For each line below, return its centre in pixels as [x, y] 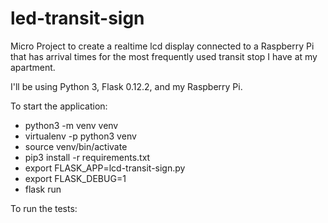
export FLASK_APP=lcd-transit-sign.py [105, 168]
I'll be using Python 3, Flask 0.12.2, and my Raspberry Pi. [126, 86]
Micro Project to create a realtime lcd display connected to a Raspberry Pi [162, 46]
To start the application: [59, 106]
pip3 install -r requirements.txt [87, 157]
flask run [43, 189]
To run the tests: [44, 208]
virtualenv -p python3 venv [80, 136]
